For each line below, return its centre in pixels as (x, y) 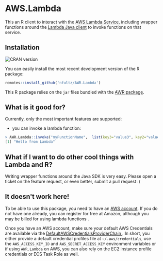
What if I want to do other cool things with (70, 157)
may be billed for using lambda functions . (47, 219)
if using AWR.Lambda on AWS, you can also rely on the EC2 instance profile (78, 249)
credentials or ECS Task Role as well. (42, 254)
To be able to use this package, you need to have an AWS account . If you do (81, 208)
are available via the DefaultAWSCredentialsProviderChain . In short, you (77, 233)
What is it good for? (35, 107)
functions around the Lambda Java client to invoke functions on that (73, 27)
